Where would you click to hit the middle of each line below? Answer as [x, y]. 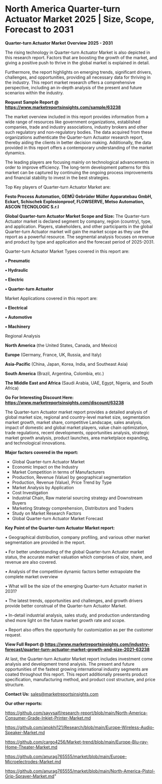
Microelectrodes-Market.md [33, 761]
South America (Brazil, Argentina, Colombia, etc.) [55, 373]
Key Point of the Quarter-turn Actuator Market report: [60, 528]
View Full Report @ [25, 644]
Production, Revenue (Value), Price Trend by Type [62, 482]
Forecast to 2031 [39, 30]
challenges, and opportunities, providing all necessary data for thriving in [78, 77]
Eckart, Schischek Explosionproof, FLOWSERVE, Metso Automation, [75, 201]
